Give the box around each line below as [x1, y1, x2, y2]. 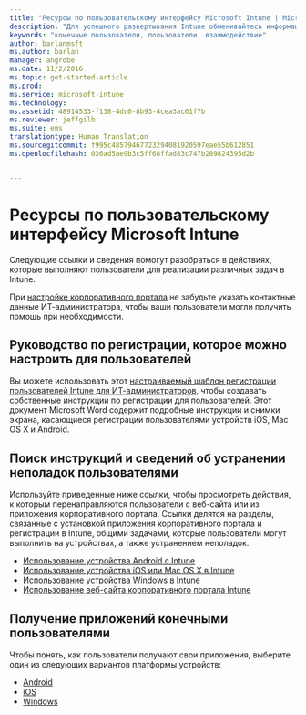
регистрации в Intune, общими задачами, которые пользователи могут [9, 528, 287, 539]
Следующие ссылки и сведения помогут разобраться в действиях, [9, 254, 272, 265]
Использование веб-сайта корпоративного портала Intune [22, 584, 251, 595]
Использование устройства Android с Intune [22, 555, 196, 566]
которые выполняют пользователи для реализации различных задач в [9, 264, 285, 275]
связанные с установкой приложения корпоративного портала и [9, 518, 262, 530]
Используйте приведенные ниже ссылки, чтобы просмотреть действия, [9, 489, 291, 500]
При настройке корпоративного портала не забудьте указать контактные [9, 291, 296, 302]
